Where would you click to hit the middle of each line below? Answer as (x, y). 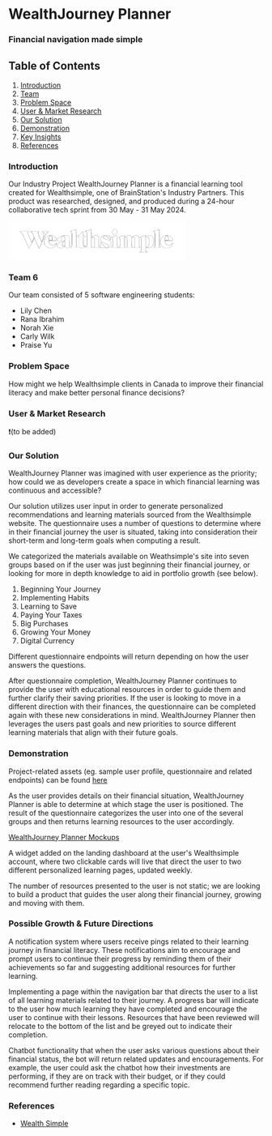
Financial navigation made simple (76, 40)
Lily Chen (36, 311)
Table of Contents (55, 66)
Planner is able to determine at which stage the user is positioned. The (126, 804)
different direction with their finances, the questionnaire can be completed (132, 707)
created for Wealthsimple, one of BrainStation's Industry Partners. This (126, 193)
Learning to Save (48, 606)
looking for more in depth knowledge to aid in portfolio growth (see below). (134, 574)
